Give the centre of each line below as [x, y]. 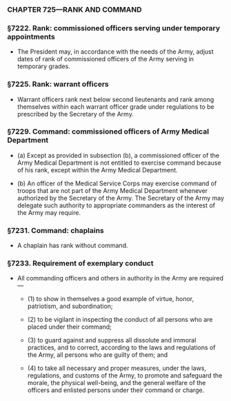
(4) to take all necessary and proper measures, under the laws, [117, 368]
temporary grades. [43, 66]
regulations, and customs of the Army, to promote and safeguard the [125, 376]
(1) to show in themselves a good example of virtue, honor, [111, 299]
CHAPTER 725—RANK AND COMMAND [75, 10]
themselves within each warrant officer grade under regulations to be [116, 106]
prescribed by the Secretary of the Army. [76, 114]
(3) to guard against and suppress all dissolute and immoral [112, 340]
